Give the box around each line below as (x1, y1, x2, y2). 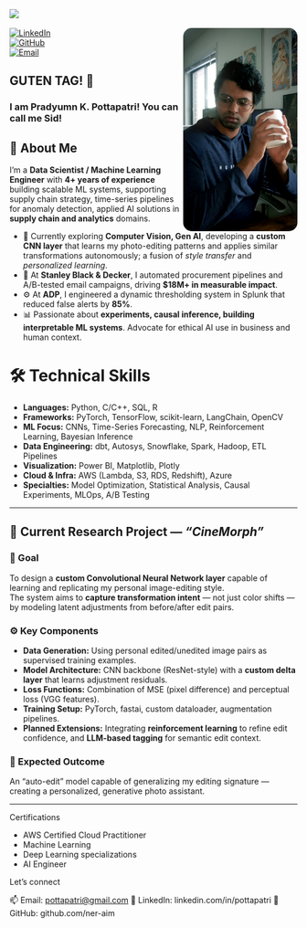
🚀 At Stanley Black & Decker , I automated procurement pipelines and (22, 269, 283, 280)
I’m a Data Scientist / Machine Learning (9, 164, 162, 175)
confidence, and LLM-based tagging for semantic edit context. (22, 733, 262, 743)
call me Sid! (9, 112, 62, 125)
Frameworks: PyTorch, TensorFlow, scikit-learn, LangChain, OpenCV (22, 412, 284, 423)
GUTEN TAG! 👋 (9, 73, 94, 89)
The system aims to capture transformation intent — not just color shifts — (9, 592, 295, 603)
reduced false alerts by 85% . (22, 299, 133, 310)
